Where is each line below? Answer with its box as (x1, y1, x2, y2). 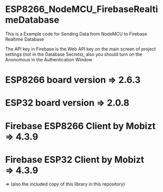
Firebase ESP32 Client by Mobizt (5, 154, 144, 165)
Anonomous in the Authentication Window (5, 56, 93, 62)
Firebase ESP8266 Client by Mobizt (5, 120, 156, 132)
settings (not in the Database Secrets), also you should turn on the (5, 51, 142, 57)
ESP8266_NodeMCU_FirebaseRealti (5, 4, 158, 15)
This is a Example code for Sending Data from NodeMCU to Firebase (5, 31, 147, 37)
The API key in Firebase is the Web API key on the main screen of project (5, 46, 156, 52)
